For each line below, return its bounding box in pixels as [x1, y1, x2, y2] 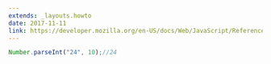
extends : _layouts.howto [8, 11, 92, 20]
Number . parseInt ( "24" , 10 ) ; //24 [8, 49, 117, 57]
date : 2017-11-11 [8, 19, 67, 27]
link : [8, 26, 27, 34]
